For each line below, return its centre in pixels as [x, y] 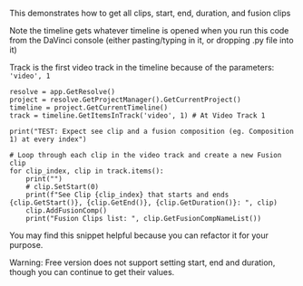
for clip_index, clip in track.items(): [87, 171]
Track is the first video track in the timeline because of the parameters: [142, 67]
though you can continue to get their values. [92, 272]
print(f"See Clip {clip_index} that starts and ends [127, 195]
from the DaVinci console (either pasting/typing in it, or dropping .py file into [151, 40]
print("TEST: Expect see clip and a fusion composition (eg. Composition [152, 131]
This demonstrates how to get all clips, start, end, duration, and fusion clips [150, 13]
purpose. [26, 245]
